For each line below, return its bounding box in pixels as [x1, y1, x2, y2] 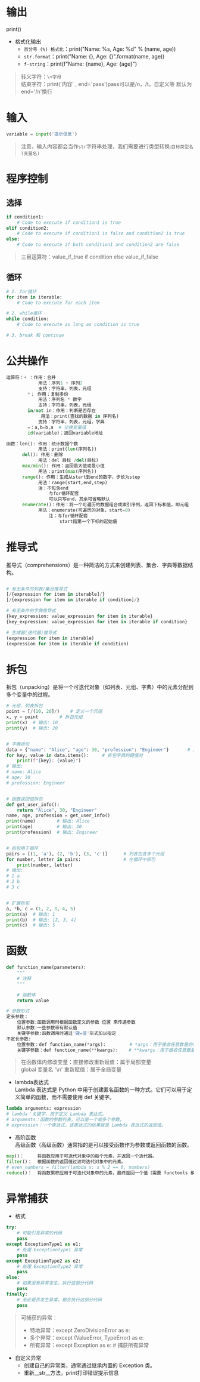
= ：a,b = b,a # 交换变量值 [27, 424, 86, 430]
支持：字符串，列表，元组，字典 [37, 418, 105, 424]
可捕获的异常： [20, 1314, 58, 1321]
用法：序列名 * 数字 [37, 396, 82, 403]
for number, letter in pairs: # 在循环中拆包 [6, 856, 156, 863]
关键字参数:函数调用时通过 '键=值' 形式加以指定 [17, 1030, 117, 1036]
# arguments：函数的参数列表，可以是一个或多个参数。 [6, 1117, 124, 1123]
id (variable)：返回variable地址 [27, 430, 103, 436]
